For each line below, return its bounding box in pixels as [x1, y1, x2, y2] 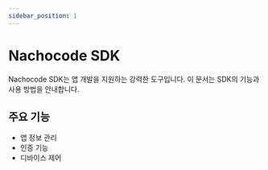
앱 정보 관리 [19, 133, 58, 143]
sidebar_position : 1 [8, 11, 78, 20]
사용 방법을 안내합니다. [8, 84, 80, 93]
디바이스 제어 [19, 153, 62, 163]
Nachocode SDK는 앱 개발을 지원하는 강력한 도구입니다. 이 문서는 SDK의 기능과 [8, 74, 260, 84]
